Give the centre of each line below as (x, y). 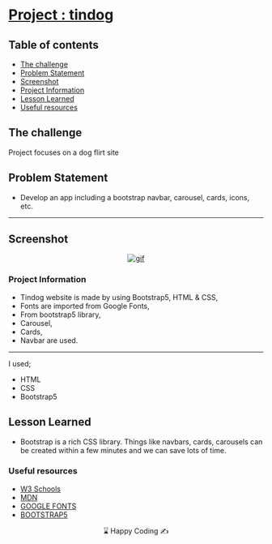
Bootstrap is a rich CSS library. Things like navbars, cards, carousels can (141, 441)
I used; (20, 363)
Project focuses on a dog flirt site (64, 152)
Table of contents (53, 45)
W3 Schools (40, 489)
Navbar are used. (49, 340)
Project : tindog (61, 15)
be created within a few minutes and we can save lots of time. (123, 450)
